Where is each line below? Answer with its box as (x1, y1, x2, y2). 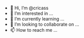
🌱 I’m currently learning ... (10, 16, 65, 22)
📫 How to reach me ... (10, 27, 58, 33)
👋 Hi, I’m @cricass (10, 5, 49, 11)
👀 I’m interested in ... (10, 10, 53, 16)
